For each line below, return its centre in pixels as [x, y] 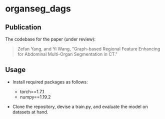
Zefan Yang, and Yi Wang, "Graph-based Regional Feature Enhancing [89, 49]
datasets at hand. [30, 112]
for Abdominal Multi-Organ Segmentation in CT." [67, 54]
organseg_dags [38, 9]
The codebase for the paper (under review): [50, 39]
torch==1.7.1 [32, 91]
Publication [23, 27]
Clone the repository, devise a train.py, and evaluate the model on [80, 106]
